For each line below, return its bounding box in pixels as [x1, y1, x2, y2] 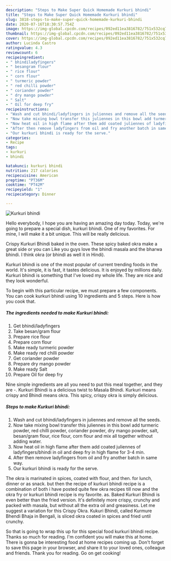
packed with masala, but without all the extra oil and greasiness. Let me [6, 502, 155, 508]
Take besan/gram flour [13, 328, 61, 334]
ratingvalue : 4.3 [6, 45, 43, 50]
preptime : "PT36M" [6, 178, 45, 183]
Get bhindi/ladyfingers [13, 323, 60, 329]
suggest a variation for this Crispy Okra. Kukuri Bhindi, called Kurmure [6, 508, 152, 514]
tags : [6, 145, 17, 150]
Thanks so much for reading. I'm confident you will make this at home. [6, 534, 153, 540]
